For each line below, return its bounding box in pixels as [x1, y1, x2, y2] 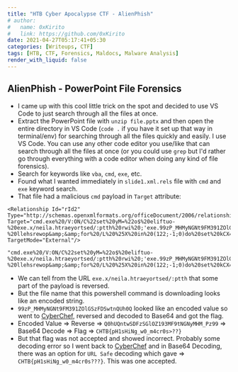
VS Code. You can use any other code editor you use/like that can [17, 139, 210, 147]
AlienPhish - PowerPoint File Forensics [7, 83, 182, 95]
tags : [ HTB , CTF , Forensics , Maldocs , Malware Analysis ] [7, 50, 179, 57]
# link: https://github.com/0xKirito [7, 30, 125, 38]
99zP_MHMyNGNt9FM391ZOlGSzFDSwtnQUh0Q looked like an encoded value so [17, 304, 228, 312]
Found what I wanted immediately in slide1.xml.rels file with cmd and [17, 176, 222, 185]
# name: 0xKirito [7, 23, 65, 30]
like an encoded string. [17, 296, 85, 305]
